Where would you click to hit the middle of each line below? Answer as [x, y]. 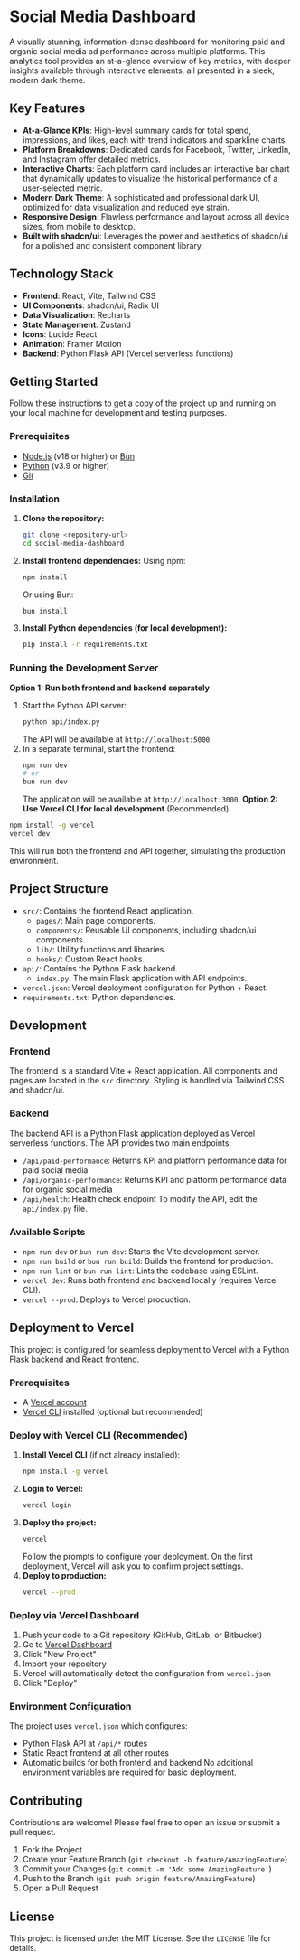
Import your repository [64, 1664]
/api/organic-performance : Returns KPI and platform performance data [155, 1179]
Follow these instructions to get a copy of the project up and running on [143, 403]
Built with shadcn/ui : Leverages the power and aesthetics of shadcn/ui [155, 236]
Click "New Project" [59, 1655]
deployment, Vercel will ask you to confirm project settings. [133, 1566]
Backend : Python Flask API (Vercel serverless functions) [128, 353]
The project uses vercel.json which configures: [98, 1726]
